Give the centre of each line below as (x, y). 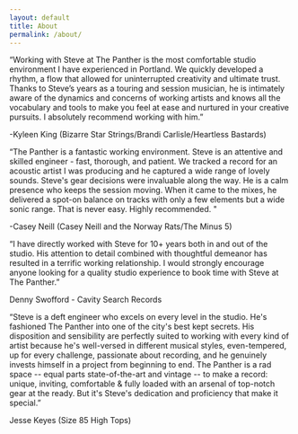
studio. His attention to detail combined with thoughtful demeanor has (138, 253)
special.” (26, 403)
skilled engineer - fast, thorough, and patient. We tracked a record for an (144, 162)
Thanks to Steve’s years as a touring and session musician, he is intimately (147, 89)
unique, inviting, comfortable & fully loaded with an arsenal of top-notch (142, 384)
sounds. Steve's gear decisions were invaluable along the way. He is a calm (149, 181)
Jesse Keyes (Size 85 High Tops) (70, 421)
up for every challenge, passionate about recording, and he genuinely (138, 355)
